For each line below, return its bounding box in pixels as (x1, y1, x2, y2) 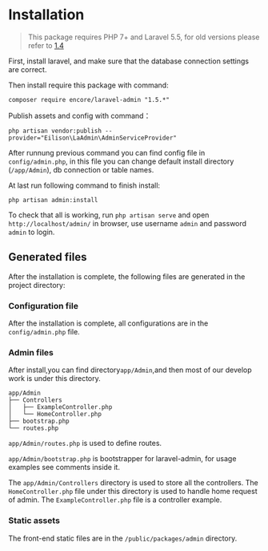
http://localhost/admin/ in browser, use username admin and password (8, 218, 246, 228)
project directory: (8, 280, 66, 290)
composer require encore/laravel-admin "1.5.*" (8, 95, 170, 103)
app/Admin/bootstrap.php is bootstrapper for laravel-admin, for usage (8, 454, 237, 464)
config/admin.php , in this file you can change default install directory (8, 156, 234, 166)
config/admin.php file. (8, 327, 80, 337)
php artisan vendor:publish (8, 127, 102, 135)
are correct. (8, 64, 47, 74)
